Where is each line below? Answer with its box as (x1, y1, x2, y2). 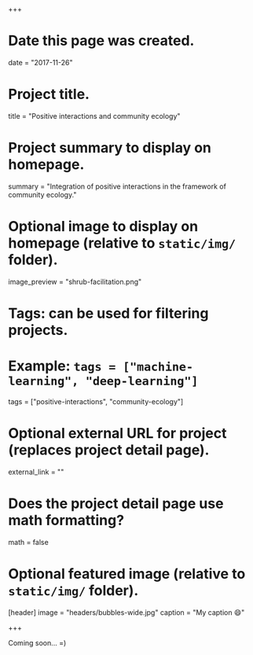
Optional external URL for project (8, 425, 227, 443)
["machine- (123, 359, 194, 374)
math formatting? (8, 512, 124, 529)
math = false (8, 537, 49, 546)
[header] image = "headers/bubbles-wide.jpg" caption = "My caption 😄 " (8, 607, 245, 617)
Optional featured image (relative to (8, 565, 246, 583)
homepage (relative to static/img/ (8, 234, 236, 252)
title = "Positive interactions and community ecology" (8, 111, 181, 120)
